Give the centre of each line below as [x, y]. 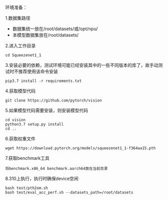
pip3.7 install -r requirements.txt [43, 81]
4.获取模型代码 [21, 91]
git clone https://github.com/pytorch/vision [53, 101]
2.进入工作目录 [21, 46]
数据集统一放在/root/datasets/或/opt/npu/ [55, 29]
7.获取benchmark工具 [27, 158]
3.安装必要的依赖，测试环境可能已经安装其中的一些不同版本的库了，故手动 [82, 65]
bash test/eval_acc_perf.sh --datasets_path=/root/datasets [69, 192]
